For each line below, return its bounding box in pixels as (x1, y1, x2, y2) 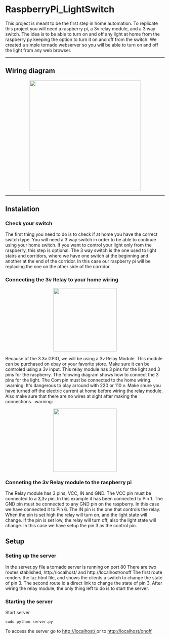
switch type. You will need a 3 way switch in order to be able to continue (5, 237, 156, 243)
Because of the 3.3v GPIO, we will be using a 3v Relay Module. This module (5, 355, 163, 361)
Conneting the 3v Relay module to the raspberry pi (5, 479, 132, 486)
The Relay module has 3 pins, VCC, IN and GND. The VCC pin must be (5, 490, 152, 496)
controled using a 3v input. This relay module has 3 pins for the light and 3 (5, 366, 160, 372)
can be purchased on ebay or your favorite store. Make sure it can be (5, 361, 150, 367)
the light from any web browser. (5, 47, 72, 53)
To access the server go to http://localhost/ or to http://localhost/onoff (5, 628, 152, 634)
